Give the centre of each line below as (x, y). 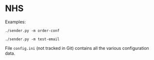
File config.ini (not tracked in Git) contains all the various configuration (77, 48)
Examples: (15, 22)
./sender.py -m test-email (32, 39)
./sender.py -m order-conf (32, 30)
